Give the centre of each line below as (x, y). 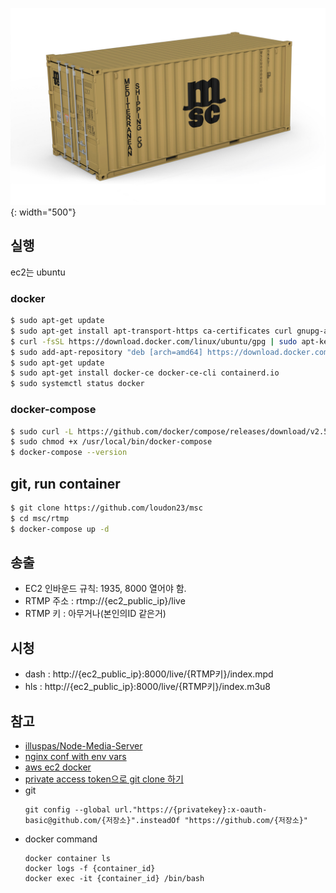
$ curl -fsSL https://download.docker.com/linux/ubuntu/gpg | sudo (154, 341)
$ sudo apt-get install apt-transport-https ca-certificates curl (151, 331)
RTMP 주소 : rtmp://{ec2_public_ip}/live (105, 601)
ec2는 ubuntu (38, 272)
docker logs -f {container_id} (90, 869)
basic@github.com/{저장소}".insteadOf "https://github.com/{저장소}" (166, 821)
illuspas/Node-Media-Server (83, 746)
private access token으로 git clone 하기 (104, 779)
